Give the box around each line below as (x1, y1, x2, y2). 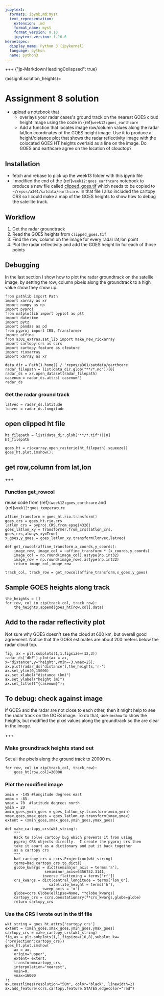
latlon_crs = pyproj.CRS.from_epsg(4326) (5, 523, 91, 527)
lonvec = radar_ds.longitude (5, 406, 65, 412)
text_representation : (9, 16, 54, 21)
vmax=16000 (14, 973, 36, 978)
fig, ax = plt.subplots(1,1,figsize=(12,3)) (5, 651, 97, 656)
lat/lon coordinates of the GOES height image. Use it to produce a (19, 130, 152, 136)
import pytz (5, 320, 29, 324)
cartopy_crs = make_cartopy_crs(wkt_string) (5, 930, 97, 935)
